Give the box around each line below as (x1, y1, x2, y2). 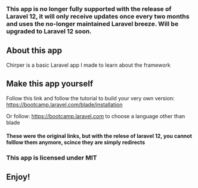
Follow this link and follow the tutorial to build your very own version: (6, 94, 175, 101)
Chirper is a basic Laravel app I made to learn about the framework (6, 61, 171, 69)
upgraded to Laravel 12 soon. (6, 27, 92, 35)
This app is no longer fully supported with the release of (6, 5, 172, 13)
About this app (6, 45, 63, 56)
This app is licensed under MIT (6, 154, 97, 162)
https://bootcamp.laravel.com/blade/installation (6, 101, 123, 108)
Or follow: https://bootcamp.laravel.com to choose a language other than (6, 112, 185, 119)
